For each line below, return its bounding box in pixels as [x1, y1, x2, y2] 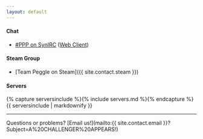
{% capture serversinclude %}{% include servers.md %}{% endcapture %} [6, 95, 194, 103]
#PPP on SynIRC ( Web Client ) [14, 40, 89, 48]
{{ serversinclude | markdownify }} [6, 102, 92, 109]
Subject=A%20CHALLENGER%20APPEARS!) [6, 126, 119, 133]
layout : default [6, 8, 47, 15]
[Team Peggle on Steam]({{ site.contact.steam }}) [14, 68, 139, 76]
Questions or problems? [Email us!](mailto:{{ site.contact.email [6, 119, 162, 127]
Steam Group [6, 55, 40, 62]
